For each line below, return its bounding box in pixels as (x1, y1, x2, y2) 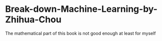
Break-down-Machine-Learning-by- (5, 3, 158, 15)
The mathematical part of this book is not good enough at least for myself (5, 30, 156, 36)
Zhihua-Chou (5, 14, 62, 25)
